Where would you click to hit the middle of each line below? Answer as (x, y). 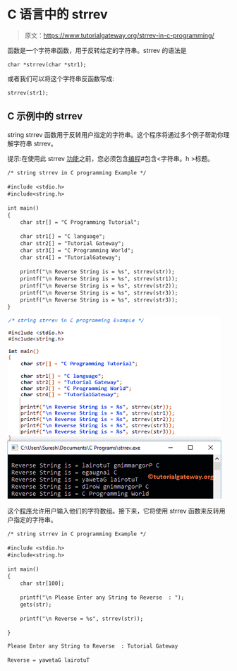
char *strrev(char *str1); (47, 64)
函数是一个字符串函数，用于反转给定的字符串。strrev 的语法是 (97, 50)
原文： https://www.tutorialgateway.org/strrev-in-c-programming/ (119, 35)
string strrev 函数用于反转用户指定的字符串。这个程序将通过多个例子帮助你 (115, 134)
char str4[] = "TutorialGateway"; (71, 257)
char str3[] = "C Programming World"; (77, 250)
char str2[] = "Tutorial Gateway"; (72, 243)
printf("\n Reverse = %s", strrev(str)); (81, 619)
